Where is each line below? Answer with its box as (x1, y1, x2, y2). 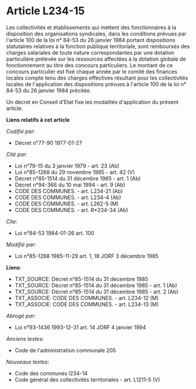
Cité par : (6, 150, 28, 158)
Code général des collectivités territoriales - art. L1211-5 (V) (14, 376, 160, 383)
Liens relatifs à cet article (6, 116, 70, 123)
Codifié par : (6, 128, 36, 135)
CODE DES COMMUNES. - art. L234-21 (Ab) (14, 187, 124, 194)
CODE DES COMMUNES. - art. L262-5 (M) (14, 200, 119, 207)
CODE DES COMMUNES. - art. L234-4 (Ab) (14, 194, 122, 201)
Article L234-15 (6, 4, 85, 18)
